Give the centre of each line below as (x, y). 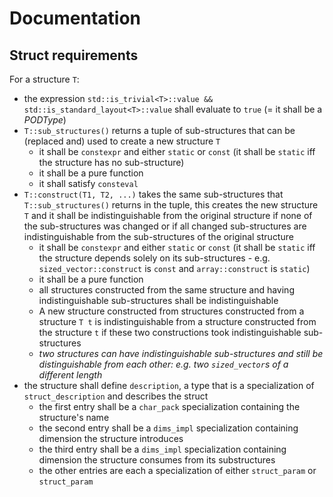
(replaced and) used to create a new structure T (122, 141)
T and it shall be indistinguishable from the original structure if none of (168, 215)
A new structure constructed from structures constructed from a (171, 311)
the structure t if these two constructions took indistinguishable (170, 332)
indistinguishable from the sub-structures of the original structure (158, 236)
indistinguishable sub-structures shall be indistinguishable (158, 300)
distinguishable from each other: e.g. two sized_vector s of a (163, 364)
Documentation (75, 18)
